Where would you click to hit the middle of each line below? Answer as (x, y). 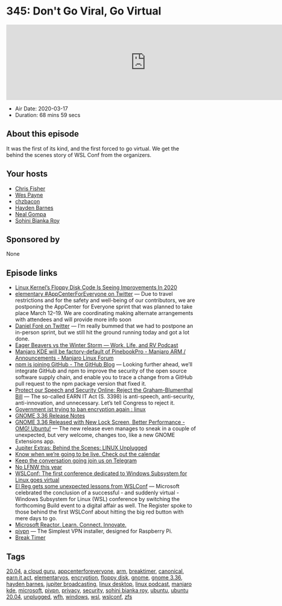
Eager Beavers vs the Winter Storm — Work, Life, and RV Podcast (97, 345)
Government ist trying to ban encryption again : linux (80, 409)
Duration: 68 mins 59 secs (48, 115)
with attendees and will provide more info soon (73, 320)
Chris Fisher (30, 188)
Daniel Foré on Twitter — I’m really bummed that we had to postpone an (104, 326)
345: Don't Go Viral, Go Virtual (84, 11)
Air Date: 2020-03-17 (41, 108)
